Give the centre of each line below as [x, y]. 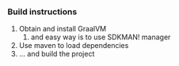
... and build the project [57, 54]
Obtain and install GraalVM [63, 29]
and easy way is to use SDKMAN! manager [101, 37]
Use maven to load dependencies [74, 46]
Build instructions [42, 12]
